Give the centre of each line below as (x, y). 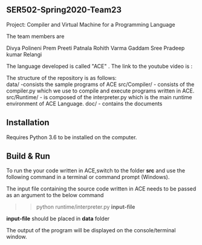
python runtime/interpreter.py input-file (86, 207)
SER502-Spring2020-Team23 (64, 10)
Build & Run (28, 156)
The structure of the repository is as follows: (61, 77)
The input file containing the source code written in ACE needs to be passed (101, 189)
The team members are (35, 36)
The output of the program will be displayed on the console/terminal (91, 230)
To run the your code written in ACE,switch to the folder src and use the (96, 171)
